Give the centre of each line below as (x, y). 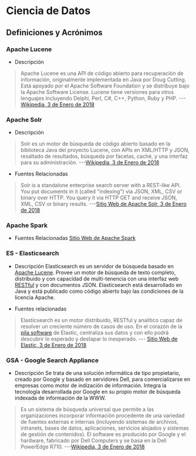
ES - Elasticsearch (33, 254)
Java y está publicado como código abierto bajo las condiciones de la (99, 291)
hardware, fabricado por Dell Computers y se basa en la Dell (93, 441)
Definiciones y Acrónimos (54, 33)
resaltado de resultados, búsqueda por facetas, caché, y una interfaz (104, 156)
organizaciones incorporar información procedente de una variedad (102, 416)
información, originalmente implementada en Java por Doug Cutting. (103, 79)
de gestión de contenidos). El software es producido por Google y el (103, 434)
